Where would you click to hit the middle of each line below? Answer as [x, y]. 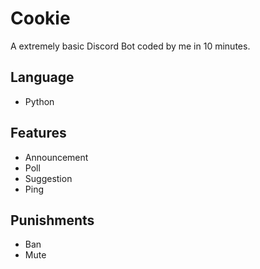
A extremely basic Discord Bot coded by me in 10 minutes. [130, 46]
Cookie [40, 18]
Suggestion [48, 178]
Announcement [56, 157]
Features [38, 133]
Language [42, 77]
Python [39, 101]
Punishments [52, 220]
